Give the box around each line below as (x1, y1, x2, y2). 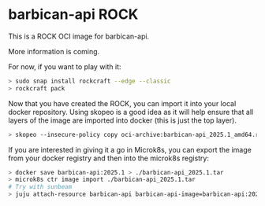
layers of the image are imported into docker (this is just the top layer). (8, 116, 237, 125)
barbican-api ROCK (8, 6, 139, 24)
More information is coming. (8, 46, 100, 56)
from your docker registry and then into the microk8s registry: (8, 153, 209, 163)
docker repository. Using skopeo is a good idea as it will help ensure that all (8, 107, 254, 116)
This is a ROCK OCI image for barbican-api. (8, 31, 150, 41)
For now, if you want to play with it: (8, 61, 121, 72)
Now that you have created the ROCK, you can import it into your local (8, 98, 237, 108)
